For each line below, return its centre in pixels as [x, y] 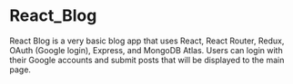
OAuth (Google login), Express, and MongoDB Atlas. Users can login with [146, 50]
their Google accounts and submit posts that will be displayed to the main [147, 60]
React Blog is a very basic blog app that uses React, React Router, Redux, [147, 41]
